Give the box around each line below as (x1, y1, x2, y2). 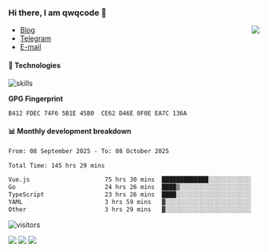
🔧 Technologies (8, 60, 61, 70)
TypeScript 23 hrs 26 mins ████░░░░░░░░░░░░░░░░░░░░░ (8, 191, 251, 199)
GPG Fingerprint (8, 93, 64, 103)
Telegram (19, 33, 52, 43)
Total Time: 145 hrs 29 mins (8, 161, 105, 170)
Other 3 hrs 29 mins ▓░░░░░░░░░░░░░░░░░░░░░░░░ (8, 205, 251, 214)
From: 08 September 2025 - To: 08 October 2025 (8, 147, 170, 155)
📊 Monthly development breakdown (8, 127, 132, 136)
